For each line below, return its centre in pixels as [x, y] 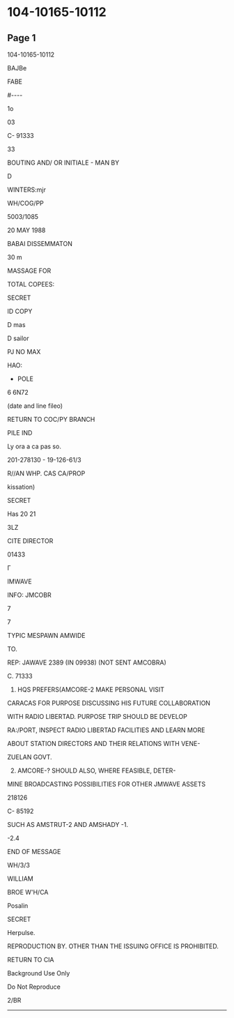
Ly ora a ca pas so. [34, 446]
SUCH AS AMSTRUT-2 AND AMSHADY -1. [68, 825]
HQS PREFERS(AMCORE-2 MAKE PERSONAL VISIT [91, 690]
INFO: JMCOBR [29, 595]
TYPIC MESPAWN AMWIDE [46, 636]
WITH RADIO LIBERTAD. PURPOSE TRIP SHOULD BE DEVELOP [97, 716]
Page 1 [22, 38]
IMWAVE [20, 582]
